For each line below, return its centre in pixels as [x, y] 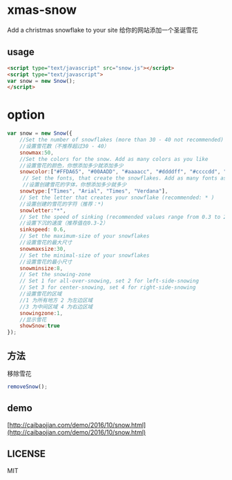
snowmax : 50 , [37, 153]
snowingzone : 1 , [41, 313]
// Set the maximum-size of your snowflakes [85, 236]
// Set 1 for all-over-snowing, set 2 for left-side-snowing [109, 281]
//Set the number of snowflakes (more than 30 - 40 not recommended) [122, 140]
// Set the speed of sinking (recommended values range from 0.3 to [120, 217]
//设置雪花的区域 [41, 294]
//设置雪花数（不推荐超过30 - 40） [64, 146]
